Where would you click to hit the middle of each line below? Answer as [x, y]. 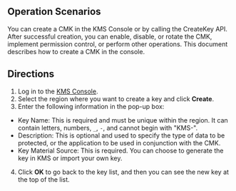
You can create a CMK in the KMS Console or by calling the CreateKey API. [118, 29]
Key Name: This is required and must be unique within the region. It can [123, 120]
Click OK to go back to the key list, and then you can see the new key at [123, 172]
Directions [31, 74]
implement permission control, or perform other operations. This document [118, 44]
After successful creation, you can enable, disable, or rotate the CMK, [110, 36]
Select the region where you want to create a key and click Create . [116, 98]
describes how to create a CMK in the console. [76, 51]
